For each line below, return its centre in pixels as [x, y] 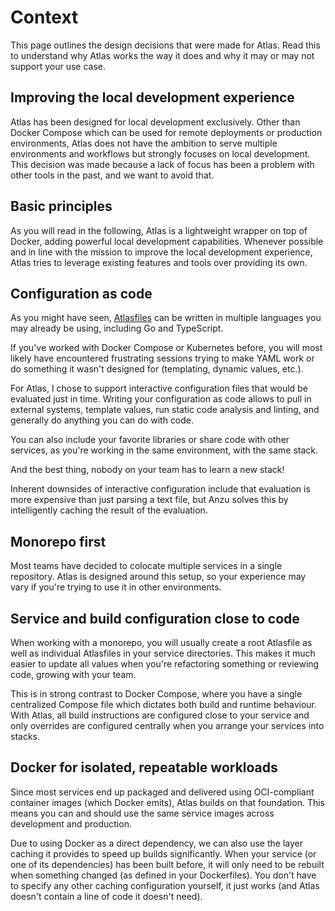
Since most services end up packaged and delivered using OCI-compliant [162, 792]
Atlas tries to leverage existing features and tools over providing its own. [159, 262]
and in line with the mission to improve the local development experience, [161, 252]
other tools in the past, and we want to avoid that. [112, 175]
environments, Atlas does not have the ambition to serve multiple [144, 143]
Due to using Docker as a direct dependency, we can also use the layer [156, 843]
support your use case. [58, 66]
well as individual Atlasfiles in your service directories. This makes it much [163, 653]
